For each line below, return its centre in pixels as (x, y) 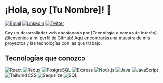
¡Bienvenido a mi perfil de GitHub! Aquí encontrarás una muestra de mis (78, 38)
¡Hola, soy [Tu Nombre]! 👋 (58, 10)
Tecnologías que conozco (45, 58)
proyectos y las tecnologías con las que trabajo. (54, 43)
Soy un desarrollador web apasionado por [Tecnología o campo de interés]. (81, 33)
